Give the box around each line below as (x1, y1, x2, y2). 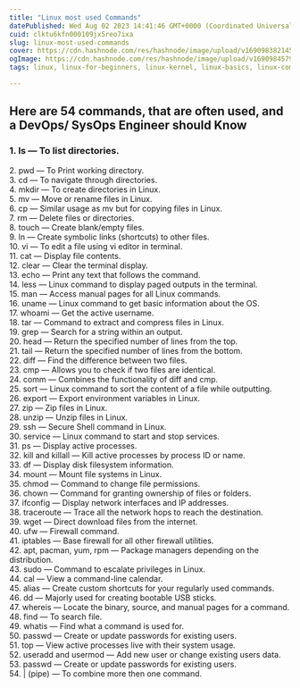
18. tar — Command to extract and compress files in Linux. (9, 316, 225, 327)
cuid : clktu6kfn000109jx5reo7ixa (9, 29, 134, 38)
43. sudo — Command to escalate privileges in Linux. (9, 564, 206, 575)
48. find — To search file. (9, 611, 103, 622)
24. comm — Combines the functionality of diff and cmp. (9, 373, 219, 384)
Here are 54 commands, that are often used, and (9, 104, 284, 119)
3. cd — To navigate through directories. (9, 174, 158, 185)
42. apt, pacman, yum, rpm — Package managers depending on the (9, 544, 259, 555)
